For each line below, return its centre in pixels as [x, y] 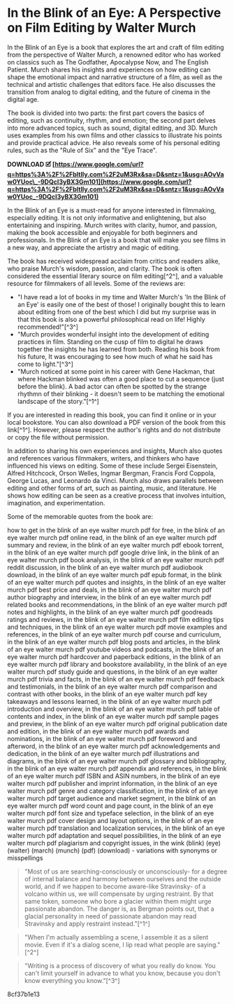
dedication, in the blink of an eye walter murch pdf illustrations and [103, 753]
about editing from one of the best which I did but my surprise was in [117, 312]
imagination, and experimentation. [56, 503]
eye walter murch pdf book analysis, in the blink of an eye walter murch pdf [116, 559]
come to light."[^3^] [45, 364]
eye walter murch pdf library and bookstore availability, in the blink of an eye [117, 664]
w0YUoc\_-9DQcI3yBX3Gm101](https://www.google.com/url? [100, 182]
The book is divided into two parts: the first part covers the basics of [106, 113]
